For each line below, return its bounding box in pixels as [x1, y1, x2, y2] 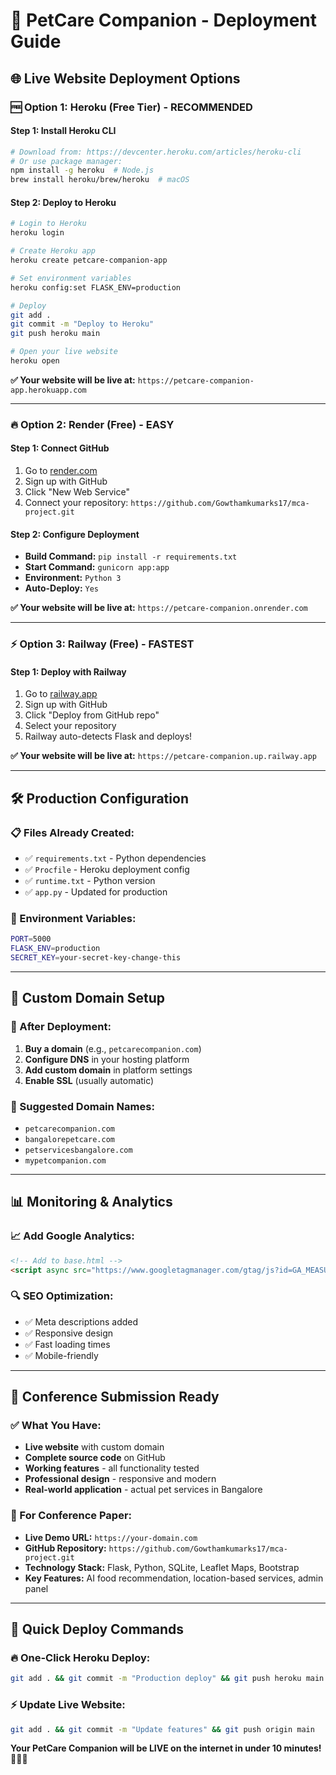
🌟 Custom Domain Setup [10, 990, 166, 1007]
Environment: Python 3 [24, 572, 122, 584]
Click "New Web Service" [24, 486, 130, 498]
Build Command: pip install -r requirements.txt [24, 550, 238, 563]
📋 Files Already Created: [10, 825, 135, 839]
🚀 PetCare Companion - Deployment [10, 9, 318, 32]
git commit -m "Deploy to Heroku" [10, 319, 155, 329]
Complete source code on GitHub [24, 1452, 166, 1464]
